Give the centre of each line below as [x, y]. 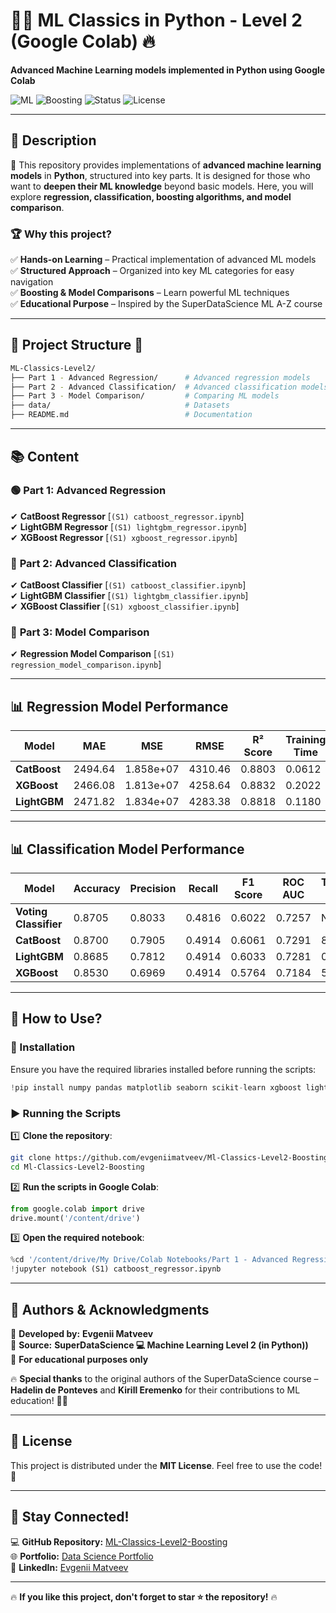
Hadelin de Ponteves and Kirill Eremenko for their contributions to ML [155, 1390]
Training [306, 740]
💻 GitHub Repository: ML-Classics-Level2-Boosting [119, 1541]
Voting [31, 912]
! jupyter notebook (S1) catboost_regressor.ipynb [116, 1269]
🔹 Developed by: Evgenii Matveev [82, 1333]
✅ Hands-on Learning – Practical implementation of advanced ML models [163, 260]
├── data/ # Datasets [120, 405]
